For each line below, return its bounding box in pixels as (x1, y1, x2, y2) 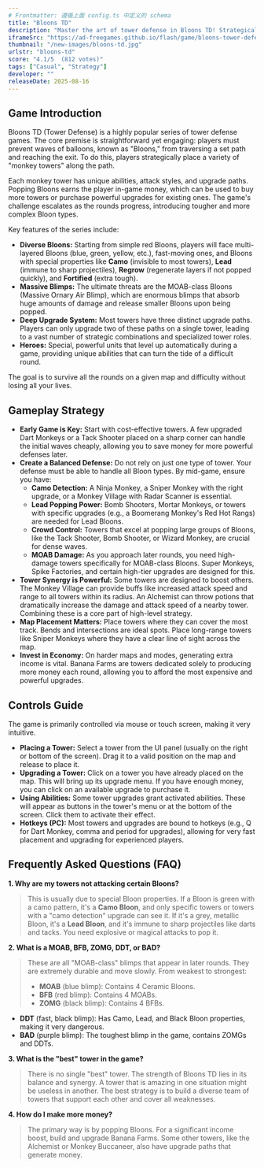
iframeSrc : (8, 33, 44, 42)
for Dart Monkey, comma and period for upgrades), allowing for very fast (19, 826, 255, 835)
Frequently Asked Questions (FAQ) (8, 858, 182, 871)
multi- (234, 240, 255, 250)
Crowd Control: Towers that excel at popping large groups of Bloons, (31, 525, 256, 535)
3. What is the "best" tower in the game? (8, 1054, 144, 1063)
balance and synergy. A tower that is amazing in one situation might (27, 1077, 247, 1087)
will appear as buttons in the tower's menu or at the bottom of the (19, 801, 233, 811)
